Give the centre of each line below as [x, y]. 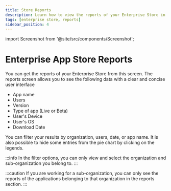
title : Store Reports [28, 10]
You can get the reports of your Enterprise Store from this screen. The [79, 74]
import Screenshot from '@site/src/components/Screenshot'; [70, 39]
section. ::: [16, 184]
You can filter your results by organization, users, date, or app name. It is [82, 137]
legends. [15, 148]
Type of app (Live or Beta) [40, 111]
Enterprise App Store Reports [69, 60]
